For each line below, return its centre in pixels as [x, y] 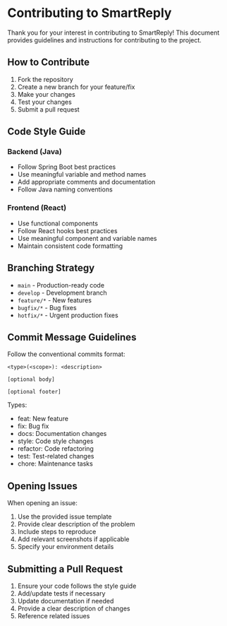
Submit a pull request [48, 109]
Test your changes [44, 102]
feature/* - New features [54, 300]
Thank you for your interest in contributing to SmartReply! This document [114, 33]
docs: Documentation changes [62, 434]
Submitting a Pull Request [65, 569]
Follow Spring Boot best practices [67, 167]
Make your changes [46, 94]
